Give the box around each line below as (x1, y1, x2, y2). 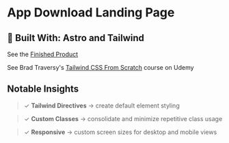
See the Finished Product (7, 50, 79, 58)
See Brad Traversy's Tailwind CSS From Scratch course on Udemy (7, 64, 194, 71)
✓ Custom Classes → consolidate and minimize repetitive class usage (23, 114, 223, 122)
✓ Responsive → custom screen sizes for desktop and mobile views (23, 128, 217, 136)
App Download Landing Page (7, 5, 175, 21)
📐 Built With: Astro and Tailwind (7, 32, 145, 44)
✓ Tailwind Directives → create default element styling (23, 101, 180, 109)
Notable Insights (7, 83, 79, 95)
